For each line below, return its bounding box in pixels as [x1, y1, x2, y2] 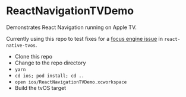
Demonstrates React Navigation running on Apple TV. [6, 24, 137, 31]
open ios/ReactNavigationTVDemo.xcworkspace [14, 79, 127, 85]
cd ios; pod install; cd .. [14, 73, 84, 79]
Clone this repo [14, 53, 52, 60]
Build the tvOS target [14, 84, 67, 91]
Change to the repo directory [14, 59, 86, 66]
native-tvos [6, 43, 36, 48]
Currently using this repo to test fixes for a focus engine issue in [6, 35, 163, 42]
